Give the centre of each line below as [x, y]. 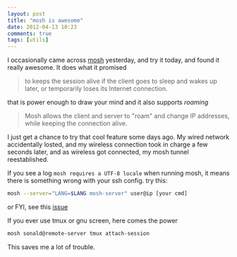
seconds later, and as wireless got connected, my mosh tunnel [98, 152]
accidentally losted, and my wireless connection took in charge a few [108, 144]
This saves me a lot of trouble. [51, 246]
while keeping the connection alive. [76, 123]
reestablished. [28, 160]
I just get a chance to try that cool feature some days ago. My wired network [119, 137]
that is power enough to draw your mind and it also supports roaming [108, 102]
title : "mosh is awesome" [45, 20]
